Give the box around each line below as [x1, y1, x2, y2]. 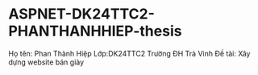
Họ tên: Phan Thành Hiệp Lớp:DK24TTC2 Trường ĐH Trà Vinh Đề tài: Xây [8, 48, 251, 58]
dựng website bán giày [8, 57, 85, 67]
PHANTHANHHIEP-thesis [8, 22, 182, 40]
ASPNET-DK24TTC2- [8, 5, 156, 23]
